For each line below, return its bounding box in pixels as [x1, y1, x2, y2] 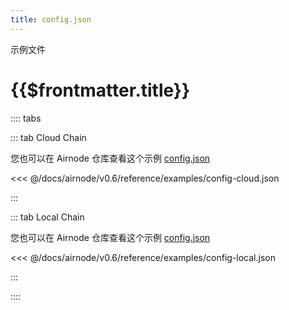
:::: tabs [10, 112, 42, 124]
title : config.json [10, 14, 92, 25]
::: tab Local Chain [10, 211, 85, 223]
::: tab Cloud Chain [10, 131, 87, 143]
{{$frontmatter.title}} [10, 79, 191, 101]
